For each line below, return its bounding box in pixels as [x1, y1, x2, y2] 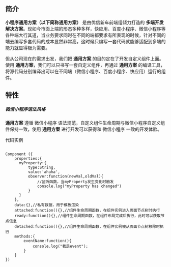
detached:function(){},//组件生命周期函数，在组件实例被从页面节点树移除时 [14, 224, 160, 229]
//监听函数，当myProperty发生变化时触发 [37, 180, 114, 185]
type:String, [27, 165, 56, 170]
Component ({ [5, 152, 33, 157]
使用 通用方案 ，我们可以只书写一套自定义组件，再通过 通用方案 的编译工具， [5, 62, 165, 68]
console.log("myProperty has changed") [37, 184, 122, 189]
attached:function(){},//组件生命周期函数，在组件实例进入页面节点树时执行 [14, 208, 160, 213]
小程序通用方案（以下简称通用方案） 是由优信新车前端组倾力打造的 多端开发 [5, 19, 164, 25]
